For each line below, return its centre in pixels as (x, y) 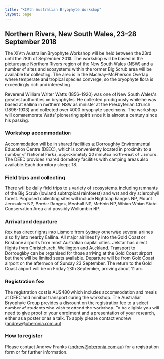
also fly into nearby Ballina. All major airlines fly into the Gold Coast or (75, 237)
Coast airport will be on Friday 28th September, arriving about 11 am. (74, 269)
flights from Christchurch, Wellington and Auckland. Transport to (70, 248)
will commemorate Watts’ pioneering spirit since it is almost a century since (81, 115)
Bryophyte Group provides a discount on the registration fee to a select (77, 303)
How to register (24, 336)
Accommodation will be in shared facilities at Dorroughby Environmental (78, 144)
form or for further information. (36, 352)
